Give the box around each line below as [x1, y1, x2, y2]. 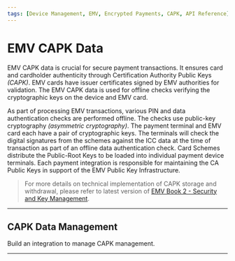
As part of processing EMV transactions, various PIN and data [7, 106, 186, 115]
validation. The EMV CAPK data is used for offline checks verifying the [7, 85, 211, 94]
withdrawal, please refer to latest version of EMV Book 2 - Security [24, 186, 218, 195]
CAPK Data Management [7, 221, 117, 232]
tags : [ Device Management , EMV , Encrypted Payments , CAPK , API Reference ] [7, 10, 230, 17]
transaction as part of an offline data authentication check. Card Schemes [7, 144, 220, 152]
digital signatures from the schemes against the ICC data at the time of [7, 136, 211, 144]
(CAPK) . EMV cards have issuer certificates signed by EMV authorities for [7, 78, 220, 87]
